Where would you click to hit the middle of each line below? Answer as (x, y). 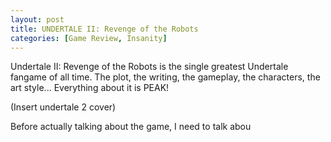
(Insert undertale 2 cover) (63, 107)
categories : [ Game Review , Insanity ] (89, 38)
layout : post (37, 19)
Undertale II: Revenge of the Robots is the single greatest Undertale (149, 67)
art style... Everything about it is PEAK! (90, 88)
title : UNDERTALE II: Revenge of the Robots (104, 29)
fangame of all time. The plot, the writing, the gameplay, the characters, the (165, 77)
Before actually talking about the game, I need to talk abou (131, 127)
